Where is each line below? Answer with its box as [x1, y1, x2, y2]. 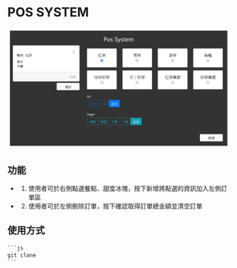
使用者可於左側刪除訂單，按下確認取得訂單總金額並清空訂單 [28, 202, 203, 210]
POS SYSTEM [7, 4, 89, 21]
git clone [7, 252, 37, 259]
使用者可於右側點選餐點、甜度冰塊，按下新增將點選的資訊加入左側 [28, 184, 221, 192]
